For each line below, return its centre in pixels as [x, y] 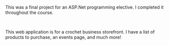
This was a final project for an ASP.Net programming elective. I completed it [84, 7]
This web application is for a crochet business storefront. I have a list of [80, 32]
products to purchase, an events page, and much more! [63, 37]
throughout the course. [29, 12]
